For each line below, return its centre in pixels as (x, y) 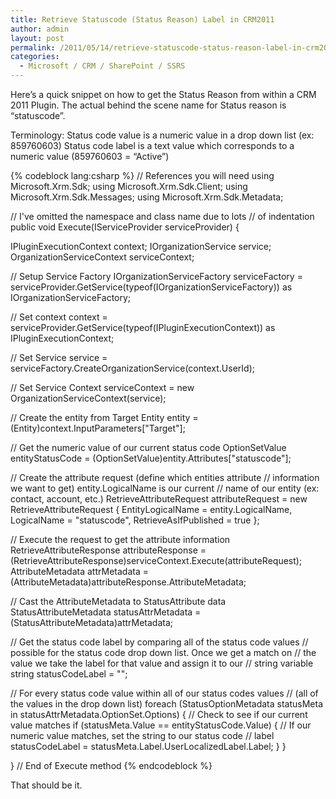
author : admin (40, 29)
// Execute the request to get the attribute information (120, 539)
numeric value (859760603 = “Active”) (90, 156)
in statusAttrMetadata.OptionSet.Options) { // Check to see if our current (159, 714)
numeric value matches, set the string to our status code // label (142, 735)
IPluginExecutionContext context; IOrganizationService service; (141, 246)
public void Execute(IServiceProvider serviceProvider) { (125, 227)
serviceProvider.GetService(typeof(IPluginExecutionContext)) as (143, 327)
